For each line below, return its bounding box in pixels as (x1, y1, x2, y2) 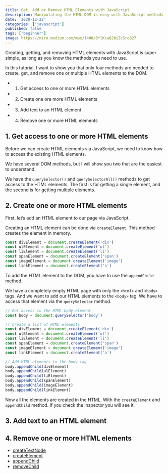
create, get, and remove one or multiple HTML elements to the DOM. (5, 70, 148, 76)
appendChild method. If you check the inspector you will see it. (5, 402, 135, 408)
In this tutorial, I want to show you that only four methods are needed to (5, 64, 154, 71)
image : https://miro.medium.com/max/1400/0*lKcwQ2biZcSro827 (5, 36, 137, 41)
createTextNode (12, 447, 46, 453)
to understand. (5, 166, 36, 172)
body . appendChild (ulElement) (5, 369, 67, 374)
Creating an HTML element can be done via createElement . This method (5, 225, 155, 231)
